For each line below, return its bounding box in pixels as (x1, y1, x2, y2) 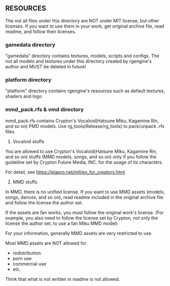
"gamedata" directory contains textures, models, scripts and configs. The (5, 53, 159, 59)
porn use (12, 255, 32, 262)
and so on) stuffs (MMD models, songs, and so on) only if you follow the (5, 153, 157, 160)
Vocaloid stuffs (12, 138, 44, 144)
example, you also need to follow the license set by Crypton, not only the (5, 215, 158, 221)
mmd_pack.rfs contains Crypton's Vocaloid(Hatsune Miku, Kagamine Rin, (5, 117, 159, 124)
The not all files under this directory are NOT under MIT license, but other (5, 17, 159, 23)
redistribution (12, 250, 41, 256)
